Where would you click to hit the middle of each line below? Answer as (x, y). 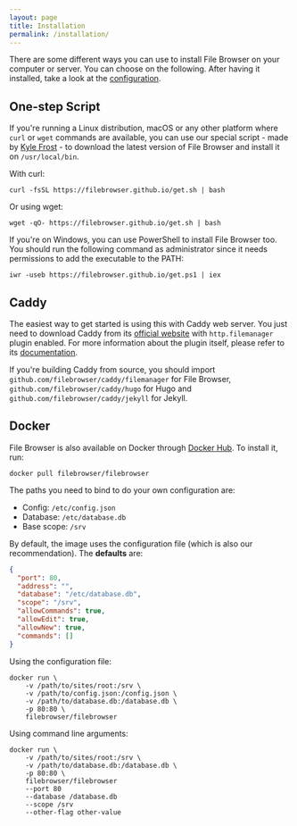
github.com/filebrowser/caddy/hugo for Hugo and (100, 388)
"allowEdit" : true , (54, 620)
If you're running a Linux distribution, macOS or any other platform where (144, 128)
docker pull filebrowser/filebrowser (79, 473)
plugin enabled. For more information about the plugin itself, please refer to (147, 343)
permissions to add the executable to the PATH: (97, 259)
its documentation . (44, 352)
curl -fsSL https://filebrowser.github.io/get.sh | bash (117, 190)
